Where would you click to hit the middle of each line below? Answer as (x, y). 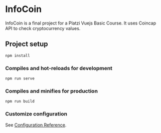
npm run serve (20, 78)
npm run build (20, 101)
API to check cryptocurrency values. (43, 28)
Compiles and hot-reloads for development (59, 68)
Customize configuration (36, 114)
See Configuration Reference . (36, 125)
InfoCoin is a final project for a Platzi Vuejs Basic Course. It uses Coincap (81, 23)
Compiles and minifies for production (51, 91)
